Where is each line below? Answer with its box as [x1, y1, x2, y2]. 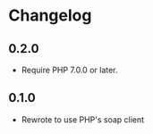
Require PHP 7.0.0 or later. [21, 64, 118, 75]
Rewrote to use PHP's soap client [21, 113, 145, 125]
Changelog [8, 5, 92, 26]
